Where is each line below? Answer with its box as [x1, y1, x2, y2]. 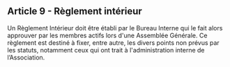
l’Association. [7, 53, 45, 61]
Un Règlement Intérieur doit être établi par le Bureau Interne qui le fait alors [7, 23, 223, 32]
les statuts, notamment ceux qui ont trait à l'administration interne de [7, 46, 205, 54]
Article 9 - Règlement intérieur [7, 6, 143, 17]
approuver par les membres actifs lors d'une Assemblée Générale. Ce [7, 31, 208, 39]
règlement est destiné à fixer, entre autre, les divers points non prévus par [7, 38, 220, 47]
